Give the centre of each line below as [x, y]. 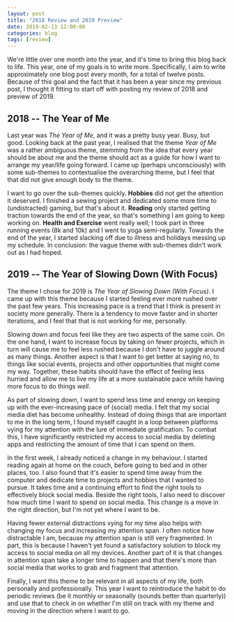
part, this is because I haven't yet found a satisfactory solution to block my [114, 545]
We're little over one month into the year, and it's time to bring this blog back [117, 59]
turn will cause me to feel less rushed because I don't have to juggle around [116, 349]
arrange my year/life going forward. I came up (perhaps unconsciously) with [117, 165]
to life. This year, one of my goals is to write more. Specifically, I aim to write [117, 67]
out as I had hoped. [35, 252]
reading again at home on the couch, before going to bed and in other [107, 465]
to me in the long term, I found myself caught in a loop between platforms [112, 422]
